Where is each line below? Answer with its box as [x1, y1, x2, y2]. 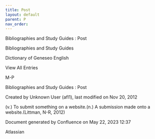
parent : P [5, 17, 26, 22]
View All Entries [5, 65, 38, 71]
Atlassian [5, 129, 24, 135]
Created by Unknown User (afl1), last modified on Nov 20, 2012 [5, 94, 138, 100]
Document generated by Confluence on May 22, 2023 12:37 [5, 119, 131, 125]
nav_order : [5, 21, 28, 27]
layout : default [5, 12, 40, 17]
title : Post [5, 7, 30, 13]
